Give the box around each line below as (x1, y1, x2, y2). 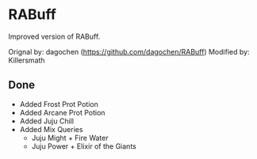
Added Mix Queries (19, 124, 83, 134)
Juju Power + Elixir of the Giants (31, 141, 136, 151)
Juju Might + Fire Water (31, 133, 109, 142)
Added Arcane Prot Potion (19, 108, 105, 117)
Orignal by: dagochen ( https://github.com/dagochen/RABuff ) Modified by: (8, 47, 250, 56)
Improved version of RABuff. (8, 32, 101, 41)
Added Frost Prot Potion (19, 99, 99, 108)
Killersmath (8, 55, 45, 65)
